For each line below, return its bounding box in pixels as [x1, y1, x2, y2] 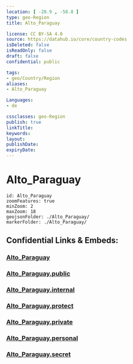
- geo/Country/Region [6, 75, 61, 81]
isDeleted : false [6, 42, 50, 48]
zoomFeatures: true [6, 198, 55, 204]
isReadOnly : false [6, 47, 52, 54]
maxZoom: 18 [6, 208, 36, 214]
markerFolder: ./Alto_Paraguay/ [6, 219, 87, 225]
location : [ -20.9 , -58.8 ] [6, 8, 79, 15]
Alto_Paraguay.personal [6, 334, 78, 342]
